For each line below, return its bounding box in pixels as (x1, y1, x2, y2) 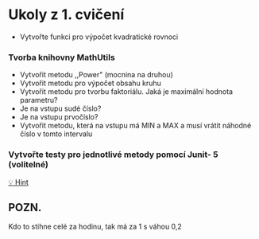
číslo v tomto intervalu (19, 129, 93, 139)
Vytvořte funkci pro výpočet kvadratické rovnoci (19, 32, 179, 41)
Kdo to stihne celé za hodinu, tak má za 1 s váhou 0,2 (8, 221, 183, 232)
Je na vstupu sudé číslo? (19, 104, 102, 113)
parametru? (19, 96, 58, 105)
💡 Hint (8, 177, 29, 186)
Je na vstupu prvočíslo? (19, 112, 99, 122)
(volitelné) (8, 159, 49, 170)
